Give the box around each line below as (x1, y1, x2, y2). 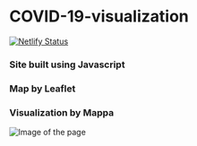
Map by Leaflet (9, 82, 76, 95)
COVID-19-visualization (9, 6, 190, 27)
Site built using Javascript (9, 58, 125, 71)
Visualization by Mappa (9, 106, 115, 118)
